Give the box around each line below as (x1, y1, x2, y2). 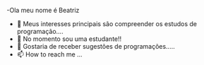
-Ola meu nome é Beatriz (6, 6, 80, 14)
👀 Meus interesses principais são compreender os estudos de (16, 20, 197, 28)
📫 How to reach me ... (16, 50, 83, 59)
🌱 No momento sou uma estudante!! (16, 35, 122, 43)
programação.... (16, 28, 64, 35)
